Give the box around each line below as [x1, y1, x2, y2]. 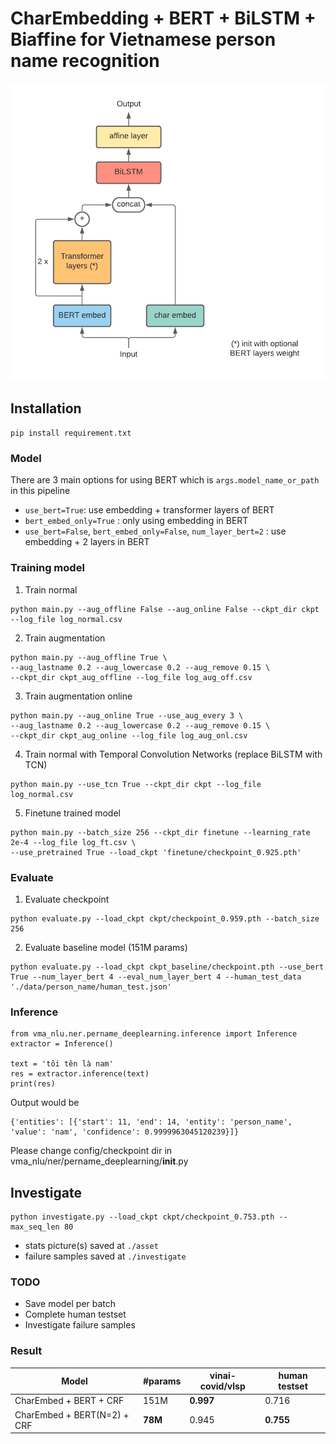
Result [10, 1344, 43, 1358]
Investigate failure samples [24, 1319, 136, 1331]
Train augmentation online [24, 690, 133, 702]
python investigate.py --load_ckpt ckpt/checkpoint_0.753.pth [10, 1212, 275, 1222]
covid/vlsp [199, 1380, 246, 1392]
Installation [10, 400, 82, 417]
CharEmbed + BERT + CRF [14, 1395, 125, 1407]
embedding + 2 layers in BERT [24, 536, 150, 548]
